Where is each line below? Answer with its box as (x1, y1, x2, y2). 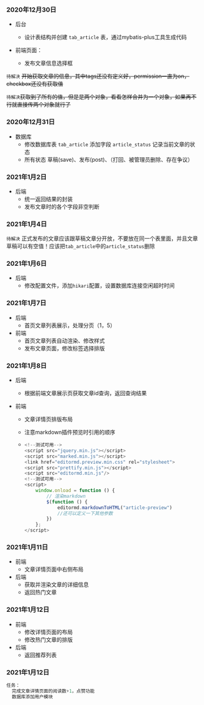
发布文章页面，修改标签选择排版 (24, 344, 105, 352)
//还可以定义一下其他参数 (57, 510, 113, 516)
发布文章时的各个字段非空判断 (24, 203, 100, 210)
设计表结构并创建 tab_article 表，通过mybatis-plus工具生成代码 (24, 34, 188, 41)
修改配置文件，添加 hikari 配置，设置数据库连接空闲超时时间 (24, 282, 175, 289)
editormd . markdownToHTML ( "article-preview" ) (57, 504, 173, 511)
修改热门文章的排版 (24, 636, 73, 643)
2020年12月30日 (6, 5, 57, 13)
